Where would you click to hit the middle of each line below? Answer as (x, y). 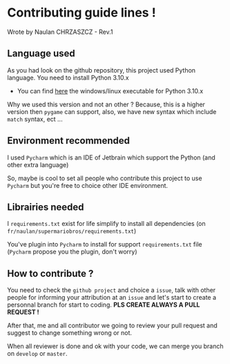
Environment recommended (68, 141)
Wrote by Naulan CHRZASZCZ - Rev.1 (60, 32)
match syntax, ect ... (35, 119)
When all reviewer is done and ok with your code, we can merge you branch (115, 346)
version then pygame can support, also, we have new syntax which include (112, 111)
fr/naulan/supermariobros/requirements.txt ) (72, 231)
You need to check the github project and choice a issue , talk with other (112, 290)
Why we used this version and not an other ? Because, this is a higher (106, 104)
